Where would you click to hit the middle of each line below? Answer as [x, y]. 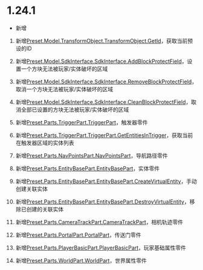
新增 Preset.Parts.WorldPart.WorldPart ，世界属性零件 [81, 260]
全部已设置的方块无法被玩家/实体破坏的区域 [75, 109]
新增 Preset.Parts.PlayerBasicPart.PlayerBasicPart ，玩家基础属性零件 [101, 248]
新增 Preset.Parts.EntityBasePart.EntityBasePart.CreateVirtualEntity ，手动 [106, 181]
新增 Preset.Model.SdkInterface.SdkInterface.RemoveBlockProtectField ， [106, 82]
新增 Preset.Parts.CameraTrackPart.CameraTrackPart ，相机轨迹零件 [99, 222]
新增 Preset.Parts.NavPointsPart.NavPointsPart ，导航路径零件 [92, 155]
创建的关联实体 [45, 209]
